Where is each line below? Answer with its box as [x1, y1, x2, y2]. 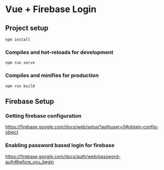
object [5, 129, 19, 135]
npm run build [5, 83, 35, 89]
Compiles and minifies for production [5, 72, 99, 79]
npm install [5, 37, 30, 42]
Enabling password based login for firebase [5, 142, 115, 149]
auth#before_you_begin [5, 158, 54, 165]
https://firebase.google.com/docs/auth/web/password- [5, 153, 121, 159]
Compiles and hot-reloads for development [5, 49, 114, 56]
